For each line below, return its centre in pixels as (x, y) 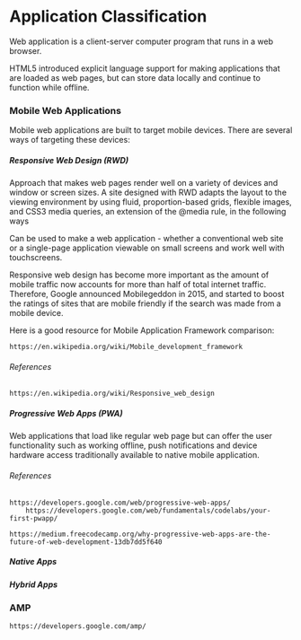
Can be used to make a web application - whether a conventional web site (146, 239)
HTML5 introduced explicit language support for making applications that (145, 68)
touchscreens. (36, 258)
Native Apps (33, 562)
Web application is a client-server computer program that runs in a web (142, 41)
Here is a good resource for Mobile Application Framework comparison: (142, 330)
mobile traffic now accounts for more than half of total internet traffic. (138, 285)
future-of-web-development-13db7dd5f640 (86, 542)
